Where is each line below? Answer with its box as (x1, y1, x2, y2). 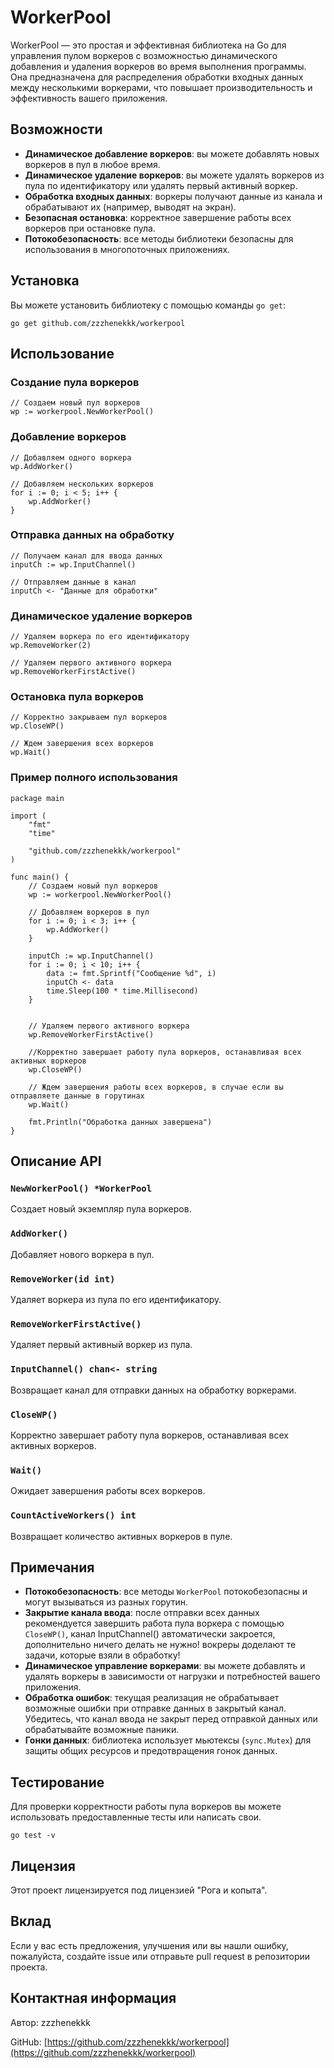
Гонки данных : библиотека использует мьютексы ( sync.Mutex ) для (24, 1734, 312, 1746)
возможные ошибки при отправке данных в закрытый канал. (24, 1702, 287, 1715)
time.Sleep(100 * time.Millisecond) (46, 986, 199, 996)
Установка (10, 272, 80, 290)
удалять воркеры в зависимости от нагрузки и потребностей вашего (24, 1671, 321, 1683)
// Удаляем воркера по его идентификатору (10, 632, 190, 642)
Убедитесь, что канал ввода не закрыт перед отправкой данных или (24, 1713, 318, 1725)
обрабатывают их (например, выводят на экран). (24, 201, 237, 213)
